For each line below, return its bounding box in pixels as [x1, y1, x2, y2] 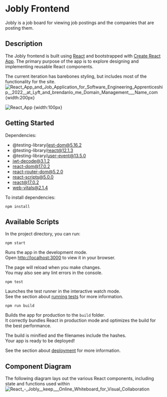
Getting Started [5, 119, 54, 127]
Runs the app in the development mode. [5, 249, 87, 255]
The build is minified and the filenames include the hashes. [5, 332, 126, 339]
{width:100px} [33, 104, 62, 110]
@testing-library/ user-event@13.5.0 [12, 153, 86, 159]
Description [5, 40, 42, 48]
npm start [5, 240, 26, 246]
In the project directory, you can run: [5, 231, 80, 237]
